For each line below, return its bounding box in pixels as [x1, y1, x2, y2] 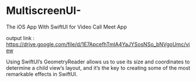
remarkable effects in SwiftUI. [6, 70, 78, 77]
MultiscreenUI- [6, 4, 81, 17]
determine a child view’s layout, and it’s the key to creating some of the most [6, 64, 191, 71]
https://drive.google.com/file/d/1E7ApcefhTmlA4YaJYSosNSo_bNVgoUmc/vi [6, 41, 190, 48]
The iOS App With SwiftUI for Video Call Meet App [6, 23, 127, 30]
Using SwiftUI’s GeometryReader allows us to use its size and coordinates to [6, 58, 190, 65]
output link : [6, 34, 35, 41]
